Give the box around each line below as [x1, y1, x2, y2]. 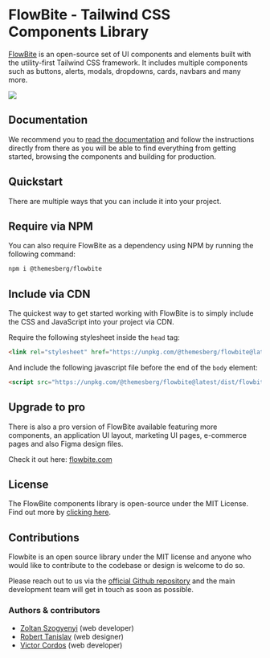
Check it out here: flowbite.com [8, 454, 112, 464]
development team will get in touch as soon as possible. [8, 585, 194, 595]
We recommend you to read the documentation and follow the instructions [8, 134, 255, 144]
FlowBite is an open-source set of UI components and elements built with [8, 49, 252, 59]
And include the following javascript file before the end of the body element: [8, 362, 259, 372]
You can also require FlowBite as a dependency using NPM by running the [8, 241, 254, 251]
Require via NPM [8, 219, 94, 233]
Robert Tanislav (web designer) [19, 631, 125, 641]
